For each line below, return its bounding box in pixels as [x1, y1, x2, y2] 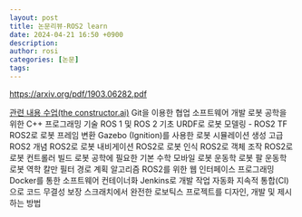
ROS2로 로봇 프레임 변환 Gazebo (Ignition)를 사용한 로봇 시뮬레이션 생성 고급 [9, 129, 284, 140]
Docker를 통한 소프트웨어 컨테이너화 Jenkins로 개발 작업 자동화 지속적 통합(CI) [9, 175, 289, 185]
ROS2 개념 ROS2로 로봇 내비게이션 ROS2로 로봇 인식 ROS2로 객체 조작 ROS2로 [9, 141, 293, 152]
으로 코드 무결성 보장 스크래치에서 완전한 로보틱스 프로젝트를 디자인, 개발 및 [9, 186, 276, 197]
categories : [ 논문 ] [9, 55, 80, 64]
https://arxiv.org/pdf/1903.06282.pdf [9, 88, 148, 99]
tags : [9, 64, 30, 73]
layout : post [9, 13, 59, 23]
